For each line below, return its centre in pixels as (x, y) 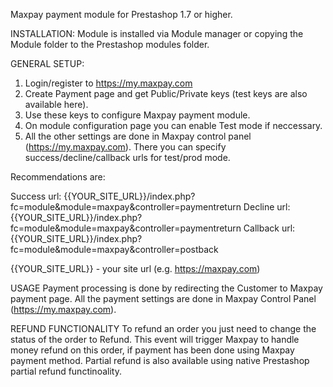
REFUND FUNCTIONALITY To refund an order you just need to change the (163, 328)
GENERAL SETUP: (47, 63)
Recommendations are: (58, 177)
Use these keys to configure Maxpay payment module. (137, 115)
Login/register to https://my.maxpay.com (108, 83)
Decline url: (267, 207)
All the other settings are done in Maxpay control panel (138, 136)
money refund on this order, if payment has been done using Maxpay (152, 350)
